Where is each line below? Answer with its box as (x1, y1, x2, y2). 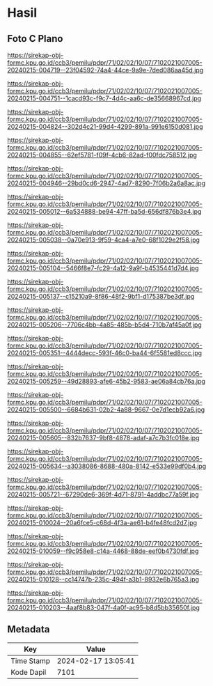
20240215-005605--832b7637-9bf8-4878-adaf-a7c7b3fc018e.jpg (7, 434, 200, 442)
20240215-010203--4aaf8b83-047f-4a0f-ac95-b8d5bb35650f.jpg (7, 604, 200, 611)
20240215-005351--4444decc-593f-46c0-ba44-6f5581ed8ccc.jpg (7, 349, 203, 357)
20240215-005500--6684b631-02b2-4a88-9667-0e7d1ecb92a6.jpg (7, 405, 205, 414)
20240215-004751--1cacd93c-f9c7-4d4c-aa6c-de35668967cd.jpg (7, 94, 202, 102)
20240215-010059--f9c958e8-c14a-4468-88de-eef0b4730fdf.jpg (7, 547, 199, 555)
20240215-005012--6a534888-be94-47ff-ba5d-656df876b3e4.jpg (7, 208, 202, 215)
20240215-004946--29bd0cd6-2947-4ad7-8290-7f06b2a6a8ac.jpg (7, 179, 206, 187)
